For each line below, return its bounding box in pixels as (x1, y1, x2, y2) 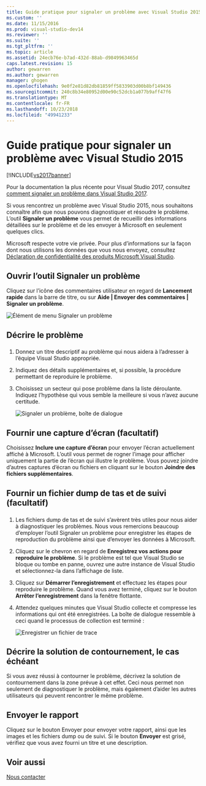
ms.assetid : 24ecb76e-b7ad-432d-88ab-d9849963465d (6, 55, 139, 61)
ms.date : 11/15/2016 (6, 20, 59, 26)
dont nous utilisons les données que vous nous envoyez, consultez (6, 246, 176, 254)
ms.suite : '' (6, 37, 40, 44)
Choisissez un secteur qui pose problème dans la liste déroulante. (15, 385, 182, 392)
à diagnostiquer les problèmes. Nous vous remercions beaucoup (15, 523, 179, 530)
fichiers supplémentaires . (6, 470, 74, 478)
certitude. (15, 398, 40, 405)
